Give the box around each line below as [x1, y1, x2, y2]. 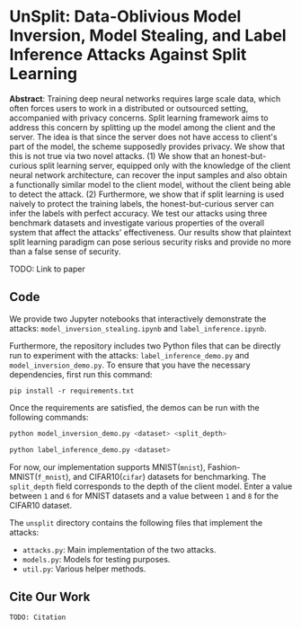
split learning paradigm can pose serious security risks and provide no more [9, 236, 292, 247]
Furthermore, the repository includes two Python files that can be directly [9, 340, 281, 351]
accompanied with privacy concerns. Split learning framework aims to [9, 112, 269, 123]
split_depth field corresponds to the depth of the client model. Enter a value [9, 481, 293, 492]
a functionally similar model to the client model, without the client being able [9, 179, 292, 190]
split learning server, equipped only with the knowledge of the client [39, 160, 291, 171]
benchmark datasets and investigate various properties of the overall [9, 217, 265, 228]
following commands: [9, 412, 89, 422]
